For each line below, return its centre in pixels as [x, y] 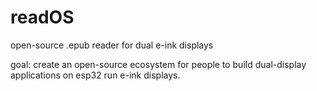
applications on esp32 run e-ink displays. [95, 75]
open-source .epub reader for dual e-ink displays [112, 45]
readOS [42, 17]
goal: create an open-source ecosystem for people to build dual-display [158, 64]
